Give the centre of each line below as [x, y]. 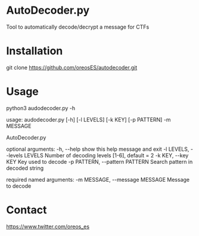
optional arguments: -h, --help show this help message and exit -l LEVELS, [98, 149]
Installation [35, 51]
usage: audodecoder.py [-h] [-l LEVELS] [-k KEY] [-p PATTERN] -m [88, 119]
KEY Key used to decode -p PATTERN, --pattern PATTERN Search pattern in [99, 162]
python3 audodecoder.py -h [41, 108]
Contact [27, 210]
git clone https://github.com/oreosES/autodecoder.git [72, 67]
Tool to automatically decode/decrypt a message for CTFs [78, 27]
